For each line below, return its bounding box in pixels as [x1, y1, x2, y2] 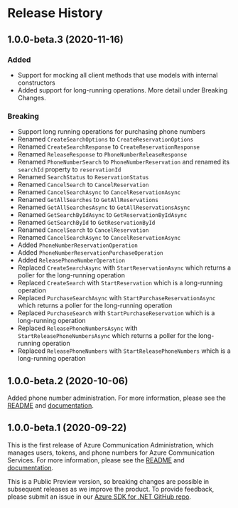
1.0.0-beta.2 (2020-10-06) [7, 375, 129, 387]
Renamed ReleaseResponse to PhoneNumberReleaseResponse [17, 150, 188, 159]
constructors [17, 78, 55, 87]
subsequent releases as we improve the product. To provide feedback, [7, 485, 215, 493]
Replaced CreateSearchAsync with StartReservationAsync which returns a [17, 263, 232, 272]
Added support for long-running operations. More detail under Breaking [17, 85, 228, 94]
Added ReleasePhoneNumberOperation [17, 256, 126, 265]
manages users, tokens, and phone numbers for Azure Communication [7, 448, 215, 457]
